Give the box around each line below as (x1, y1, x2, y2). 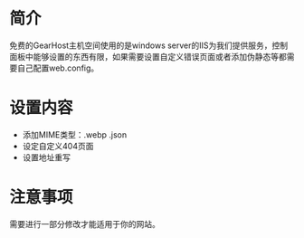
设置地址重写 (22, 151, 71, 163)
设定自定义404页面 (22, 140, 94, 151)
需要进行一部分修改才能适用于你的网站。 (9, 218, 160, 229)
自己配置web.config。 (16, 62, 100, 73)
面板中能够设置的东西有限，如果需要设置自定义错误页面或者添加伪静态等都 (9, 51, 287, 62)
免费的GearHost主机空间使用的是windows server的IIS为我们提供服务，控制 (9, 40, 289, 51)
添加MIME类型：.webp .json (22, 129, 128, 140)
